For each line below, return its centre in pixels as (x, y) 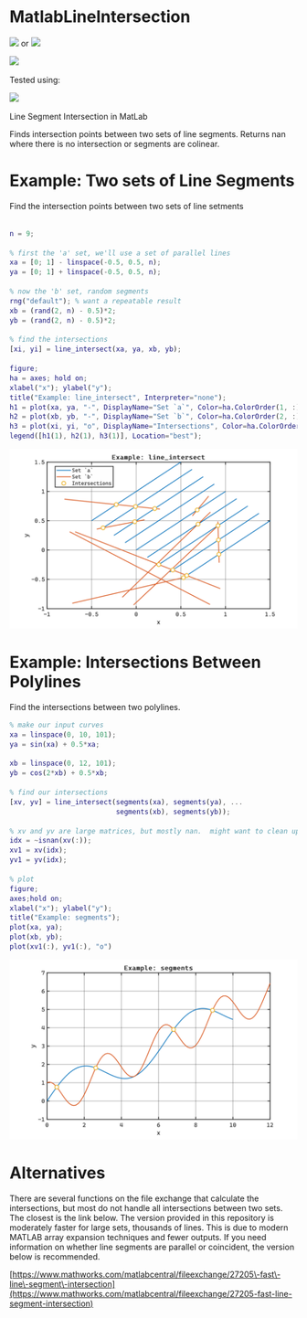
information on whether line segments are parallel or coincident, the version (152, 1247)
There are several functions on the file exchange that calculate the (134, 1198)
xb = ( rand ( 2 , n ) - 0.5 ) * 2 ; (63, 311)
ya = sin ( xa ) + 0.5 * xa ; (55, 744)
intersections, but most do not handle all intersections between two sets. (146, 1207)
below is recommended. (55, 1256)
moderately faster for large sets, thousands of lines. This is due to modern (149, 1228)
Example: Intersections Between (136, 662)
